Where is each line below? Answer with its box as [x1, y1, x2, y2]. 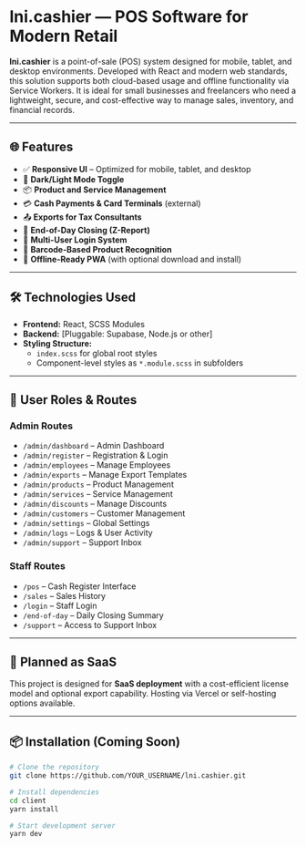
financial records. [9, 104, 76, 115]
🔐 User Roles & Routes [9, 392, 138, 408]
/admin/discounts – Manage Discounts [22, 499, 168, 510]
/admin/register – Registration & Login [22, 449, 168, 461]
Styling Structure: [22, 337, 93, 348]
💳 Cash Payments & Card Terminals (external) [22, 198, 201, 209]
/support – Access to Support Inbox [22, 619, 158, 630]
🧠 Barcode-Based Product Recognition [22, 243, 172, 254]
